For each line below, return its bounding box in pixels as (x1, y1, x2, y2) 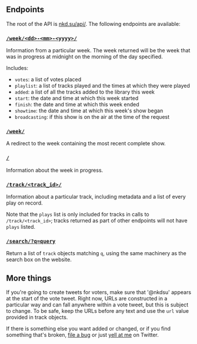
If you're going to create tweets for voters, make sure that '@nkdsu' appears (6, 289, 192, 296)
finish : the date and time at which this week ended (14, 101, 139, 108)
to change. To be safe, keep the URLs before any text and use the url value (6, 308, 189, 315)
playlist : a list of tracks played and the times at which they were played (14, 82, 190, 89)
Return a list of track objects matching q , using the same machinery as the (6, 250, 186, 257)
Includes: (6, 65, 28, 72)
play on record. (6, 199, 43, 206)
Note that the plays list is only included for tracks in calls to (6, 211, 149, 218)
